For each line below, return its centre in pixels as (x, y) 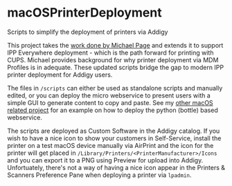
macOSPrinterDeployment (84, 13)
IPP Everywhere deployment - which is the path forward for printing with (110, 53)
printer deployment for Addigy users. (60, 75)
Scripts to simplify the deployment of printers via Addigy (88, 32)
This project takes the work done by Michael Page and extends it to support (115, 45)
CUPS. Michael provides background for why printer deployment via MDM (113, 59)
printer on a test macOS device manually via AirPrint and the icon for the (110, 145)
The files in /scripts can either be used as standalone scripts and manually (115, 88)
